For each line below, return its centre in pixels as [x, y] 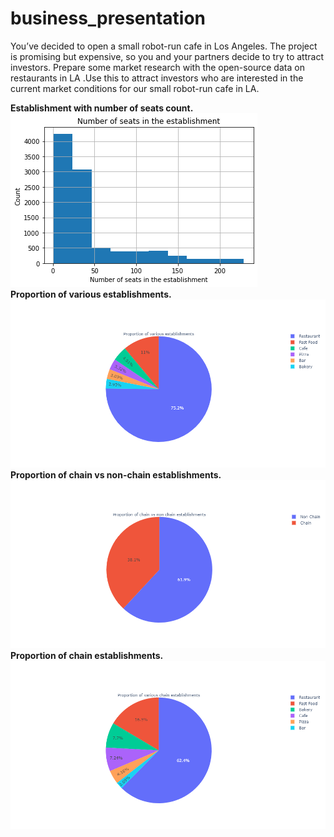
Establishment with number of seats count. [101, 108]
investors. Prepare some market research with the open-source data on [157, 67]
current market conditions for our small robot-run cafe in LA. [135, 88]
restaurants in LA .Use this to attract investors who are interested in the [157, 78]
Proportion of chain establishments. [86, 656]
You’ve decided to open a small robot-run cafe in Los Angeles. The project [164, 46]
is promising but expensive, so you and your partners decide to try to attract [167, 56]
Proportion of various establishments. [91, 294]
